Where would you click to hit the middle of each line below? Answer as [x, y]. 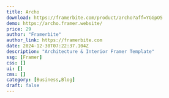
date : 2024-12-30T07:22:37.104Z [47, 46]
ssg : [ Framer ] [24, 57]
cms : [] [16, 74]
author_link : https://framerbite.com [54, 40]
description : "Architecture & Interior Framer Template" [81, 52]
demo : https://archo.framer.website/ [54, 23]
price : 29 [19, 29]
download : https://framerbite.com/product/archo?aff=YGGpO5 [85, 18]
